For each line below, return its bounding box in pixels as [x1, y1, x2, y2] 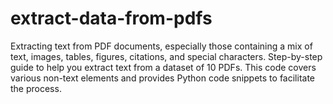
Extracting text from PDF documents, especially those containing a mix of [10, 40, 313, 52]
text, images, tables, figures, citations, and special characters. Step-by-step [10, 50, 323, 62]
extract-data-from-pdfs [10, 7, 213, 30]
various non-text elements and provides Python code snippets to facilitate [10, 72, 315, 84]
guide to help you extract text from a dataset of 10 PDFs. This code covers [10, 61, 317, 73]
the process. [10, 82, 62, 94]
